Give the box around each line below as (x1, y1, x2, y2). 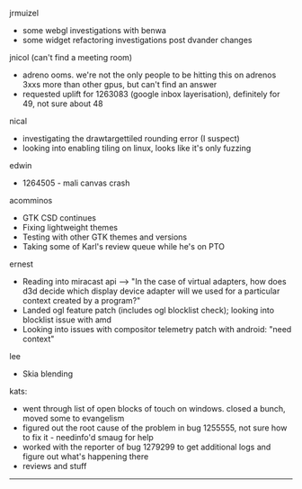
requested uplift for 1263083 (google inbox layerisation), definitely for (22, 89, 280, 99)
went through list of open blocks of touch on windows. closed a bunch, (22, 403, 286, 413)
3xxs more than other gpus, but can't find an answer (22, 79, 218, 89)
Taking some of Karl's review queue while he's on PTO (22, 241, 225, 251)
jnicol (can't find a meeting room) (9, 52, 133, 62)
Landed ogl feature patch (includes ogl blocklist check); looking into (22, 305, 275, 315)
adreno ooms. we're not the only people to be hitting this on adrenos (22, 69, 277, 80)
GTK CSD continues (22, 213, 97, 223)
